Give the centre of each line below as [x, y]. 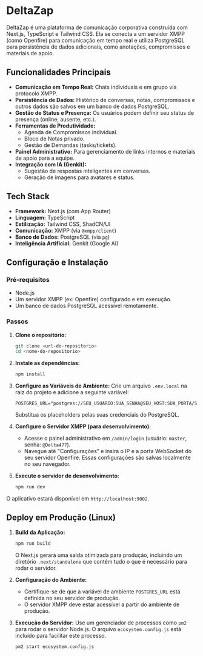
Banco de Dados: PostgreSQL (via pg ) [62, 237]
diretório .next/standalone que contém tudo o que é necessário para [101, 561]
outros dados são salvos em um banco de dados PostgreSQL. [92, 106]
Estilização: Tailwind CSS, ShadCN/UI [63, 224]
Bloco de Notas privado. [54, 138]
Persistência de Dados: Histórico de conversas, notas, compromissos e [105, 100]
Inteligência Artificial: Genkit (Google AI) [67, 243]
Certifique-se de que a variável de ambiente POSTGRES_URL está [102, 591]
